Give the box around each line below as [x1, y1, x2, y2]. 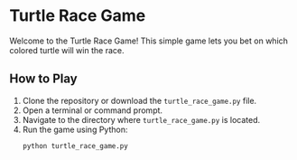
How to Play [9, 71, 79, 87]
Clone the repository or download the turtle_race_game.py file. [22, 95, 257, 106]
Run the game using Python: [22, 124, 128, 135]
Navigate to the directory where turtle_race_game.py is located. [22, 114, 260, 125]
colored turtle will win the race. [9, 44, 125, 55]
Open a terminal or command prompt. [22, 105, 163, 116]
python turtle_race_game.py [22, 141, 128, 150]
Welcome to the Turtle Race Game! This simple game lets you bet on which [9, 35, 289, 46]
